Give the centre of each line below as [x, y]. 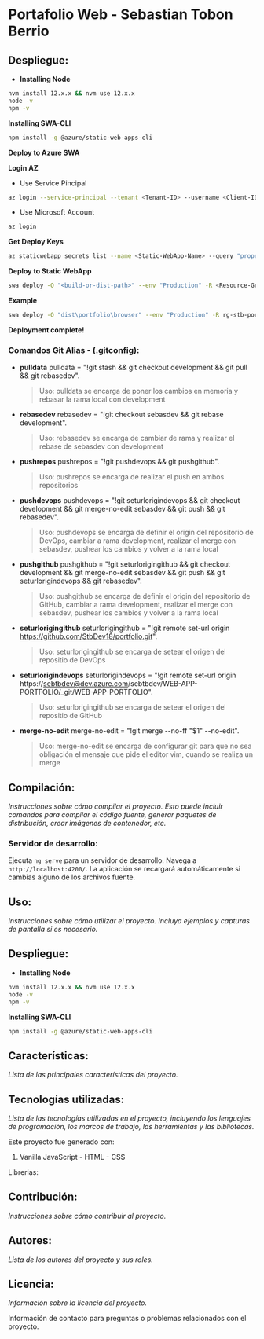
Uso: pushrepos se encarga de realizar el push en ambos [132, 477]
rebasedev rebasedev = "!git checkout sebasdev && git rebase [121, 415]
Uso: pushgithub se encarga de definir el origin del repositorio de [145, 596]
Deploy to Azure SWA [44, 152]
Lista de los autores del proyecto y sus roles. [81, 1260]
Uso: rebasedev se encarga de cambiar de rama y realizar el [137, 438]
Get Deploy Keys [36, 242]
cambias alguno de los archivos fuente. [72, 877]
